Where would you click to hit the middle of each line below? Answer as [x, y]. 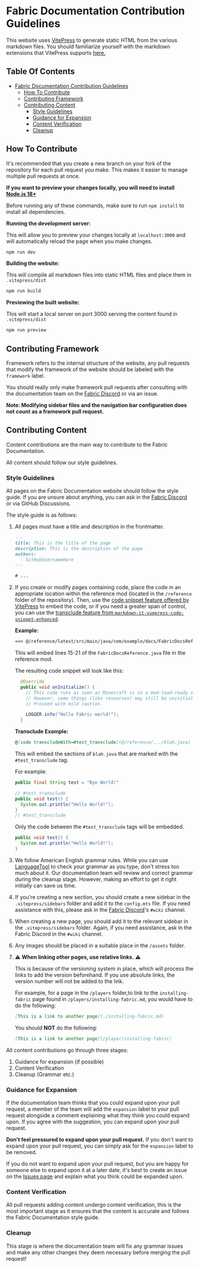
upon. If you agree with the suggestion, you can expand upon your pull [93, 1122]
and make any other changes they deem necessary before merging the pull [98, 1252]
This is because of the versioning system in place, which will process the [104, 968]
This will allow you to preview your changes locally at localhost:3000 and [96, 235]
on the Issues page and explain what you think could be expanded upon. [95, 1177]
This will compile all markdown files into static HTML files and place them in [99, 275]
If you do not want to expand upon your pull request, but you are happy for [97, 1164]
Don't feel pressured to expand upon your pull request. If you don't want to [100, 1140]
